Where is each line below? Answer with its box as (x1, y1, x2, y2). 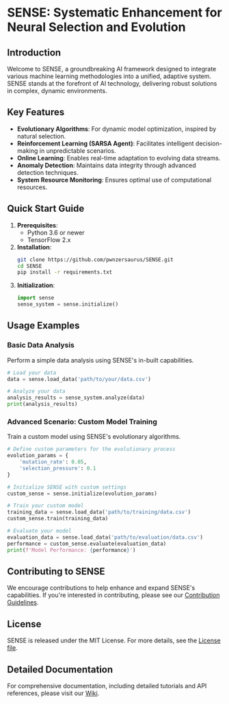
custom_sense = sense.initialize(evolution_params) (7, 490, 157, 497)
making (16, 146, 38, 155)
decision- (195, 139, 222, 147)
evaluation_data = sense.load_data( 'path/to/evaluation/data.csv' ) (7, 533, 204, 541)
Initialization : (16, 281, 55, 289)
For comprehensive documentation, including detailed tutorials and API (7, 682, 207, 690)
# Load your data (7, 369, 57, 376)
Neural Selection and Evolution (7, 19, 186, 35)
